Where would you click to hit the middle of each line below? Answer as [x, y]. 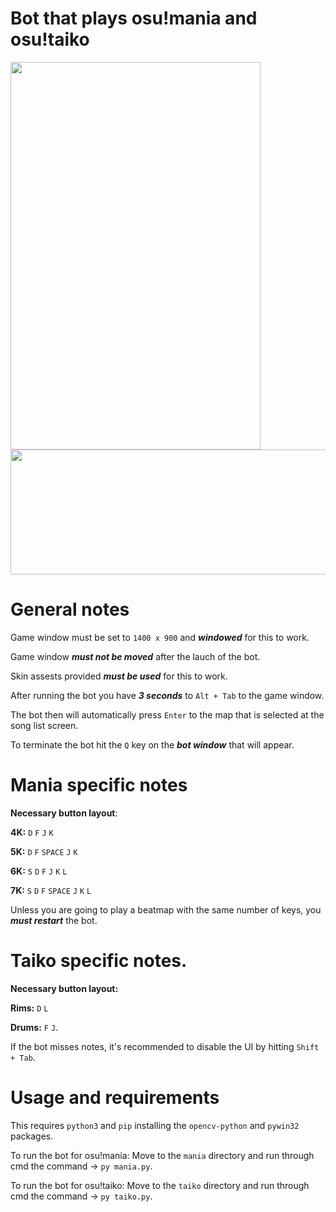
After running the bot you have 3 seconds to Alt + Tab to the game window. [167, 695]
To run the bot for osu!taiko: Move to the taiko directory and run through [160, 1185]
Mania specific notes [99, 785]
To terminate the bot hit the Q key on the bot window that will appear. [152, 744]
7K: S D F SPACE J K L [51, 890]
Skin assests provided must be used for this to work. [119, 676]
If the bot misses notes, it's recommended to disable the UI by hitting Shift [165, 1046]
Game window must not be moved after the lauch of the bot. [135, 656]
